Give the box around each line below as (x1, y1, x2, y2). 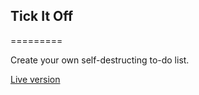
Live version (10, 73, 61, 85)
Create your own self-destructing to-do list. (10, 54, 190, 66)
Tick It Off (10, 8, 74, 25)
